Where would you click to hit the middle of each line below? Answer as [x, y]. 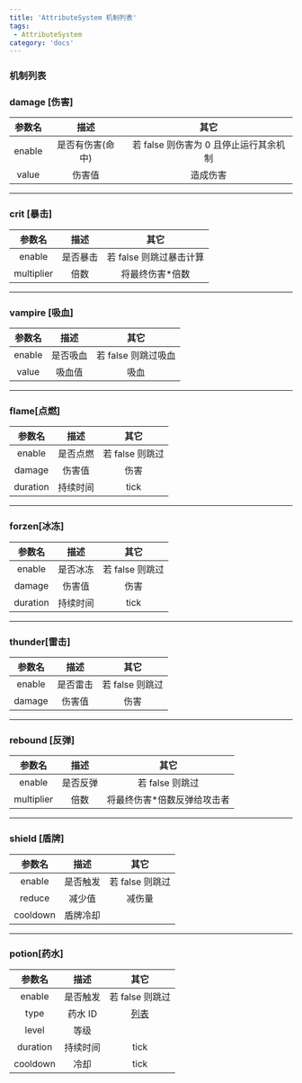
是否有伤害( [81, 145]
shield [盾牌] [37, 839]
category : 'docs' [42, 43]
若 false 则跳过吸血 [136, 356]
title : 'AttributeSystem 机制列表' [73, 18]
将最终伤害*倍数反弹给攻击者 [168, 800]
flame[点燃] [35, 411]
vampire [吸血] [41, 313]
